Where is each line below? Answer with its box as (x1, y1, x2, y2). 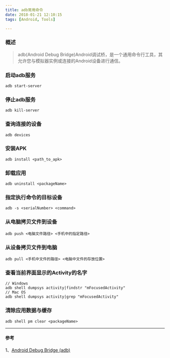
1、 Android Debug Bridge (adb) (5, 347, 71, 353)
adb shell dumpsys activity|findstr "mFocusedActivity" (5, 286, 125, 291)
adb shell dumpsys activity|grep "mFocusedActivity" (5, 294, 119, 299)
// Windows (5, 281, 28, 286)
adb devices (5, 132, 30, 137)
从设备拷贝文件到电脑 (5, 244, 57, 251)
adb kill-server (5, 108, 39, 113)
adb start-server (5, 83, 42, 89)
